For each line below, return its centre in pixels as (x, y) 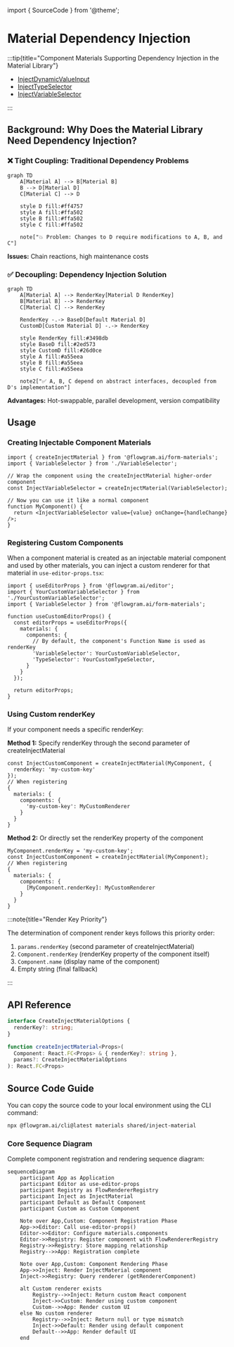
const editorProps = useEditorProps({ (71, 623)
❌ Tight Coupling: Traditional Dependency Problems (98, 161)
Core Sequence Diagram (50, 1144)
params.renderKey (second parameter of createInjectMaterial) (106, 947)
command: (23, 1112)
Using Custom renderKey (51, 714)
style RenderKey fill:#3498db (64, 338)
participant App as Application (67, 1178)
